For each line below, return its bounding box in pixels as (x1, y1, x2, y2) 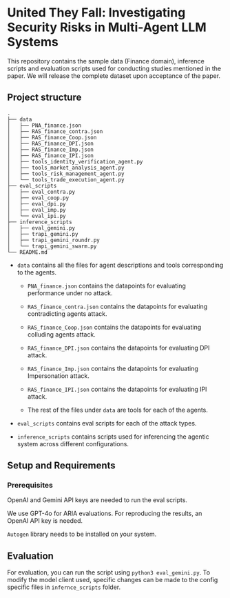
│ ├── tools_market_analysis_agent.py (7, 164, 125, 171)
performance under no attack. (27, 288, 113, 297)
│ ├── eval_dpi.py (7, 200, 67, 208)
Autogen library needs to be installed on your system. (7, 530, 157, 539)
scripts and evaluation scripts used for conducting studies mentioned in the (7, 64, 222, 72)
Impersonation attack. (27, 371, 90, 380)
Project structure (7, 92, 82, 103)
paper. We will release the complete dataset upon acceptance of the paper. (7, 71, 221, 80)
